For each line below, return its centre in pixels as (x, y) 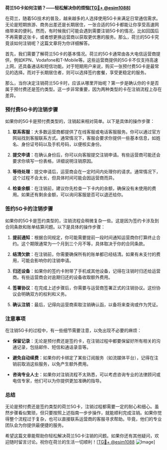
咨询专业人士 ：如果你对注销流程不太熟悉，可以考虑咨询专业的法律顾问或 (86, 374)
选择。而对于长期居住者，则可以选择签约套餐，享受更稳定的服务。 (81, 72)
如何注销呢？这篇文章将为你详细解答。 (53, 43)
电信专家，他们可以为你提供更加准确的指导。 (58, 380)
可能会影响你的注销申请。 (47, 260)
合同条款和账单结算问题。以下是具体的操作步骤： (55, 227)
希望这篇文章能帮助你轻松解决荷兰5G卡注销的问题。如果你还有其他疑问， (80, 436)
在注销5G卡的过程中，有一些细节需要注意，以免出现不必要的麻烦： (73, 330)
